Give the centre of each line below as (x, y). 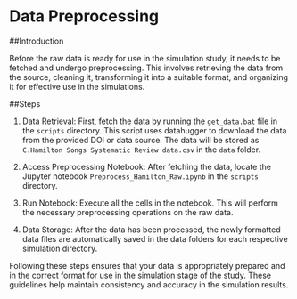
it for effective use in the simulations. (77, 86)
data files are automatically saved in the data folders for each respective (155, 238)
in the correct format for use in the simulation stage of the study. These (140, 275)
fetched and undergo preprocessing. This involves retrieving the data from (146, 68)
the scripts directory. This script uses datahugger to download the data (154, 130)
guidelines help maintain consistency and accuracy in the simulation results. (149, 284)
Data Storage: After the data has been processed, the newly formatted (151, 230)
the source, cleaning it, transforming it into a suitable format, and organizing (148, 77)
